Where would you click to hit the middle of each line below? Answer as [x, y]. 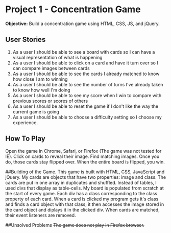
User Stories [26, 40]
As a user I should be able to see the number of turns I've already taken [88, 84]
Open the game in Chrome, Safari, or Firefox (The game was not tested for [83, 151]
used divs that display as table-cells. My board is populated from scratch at [85, 188]
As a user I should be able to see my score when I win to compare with [87, 95]
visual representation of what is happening [58, 57]
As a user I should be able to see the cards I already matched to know [86, 74]
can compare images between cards [51, 68]
